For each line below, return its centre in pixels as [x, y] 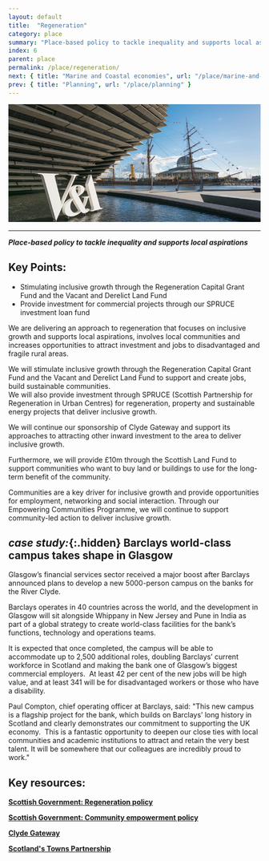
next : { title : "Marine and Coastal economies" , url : [100, 76]
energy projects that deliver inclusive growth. [83, 411]
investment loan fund [55, 312]
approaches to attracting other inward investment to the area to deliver [125, 435]
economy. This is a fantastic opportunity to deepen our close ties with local [133, 732]
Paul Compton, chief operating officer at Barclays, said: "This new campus [131, 706]
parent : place [32, 59]
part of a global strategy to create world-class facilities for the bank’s [122, 625]
